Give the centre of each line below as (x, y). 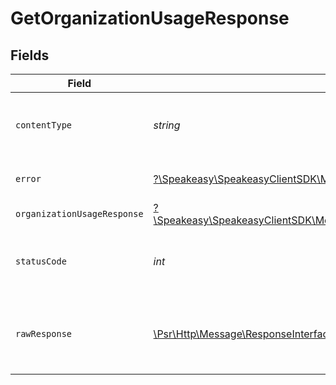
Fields (30, 55)
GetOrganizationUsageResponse (150, 18)
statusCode (41, 261)
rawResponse (44, 333)
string (167, 125)
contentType (44, 125)
